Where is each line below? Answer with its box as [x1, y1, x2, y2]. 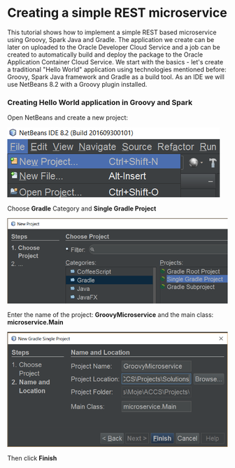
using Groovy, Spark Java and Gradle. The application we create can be [7, 35, 215, 43]
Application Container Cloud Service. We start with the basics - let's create [7, 57, 224, 66]
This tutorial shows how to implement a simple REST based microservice [7, 28, 217, 36]
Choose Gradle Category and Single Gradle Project [7, 204, 157, 213]
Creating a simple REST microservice [7, 5, 227, 21]
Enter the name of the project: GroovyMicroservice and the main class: [7, 311, 214, 319]
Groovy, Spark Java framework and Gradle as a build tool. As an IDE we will [7, 72, 225, 81]
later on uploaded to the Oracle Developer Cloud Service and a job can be [7, 43, 220, 51]
